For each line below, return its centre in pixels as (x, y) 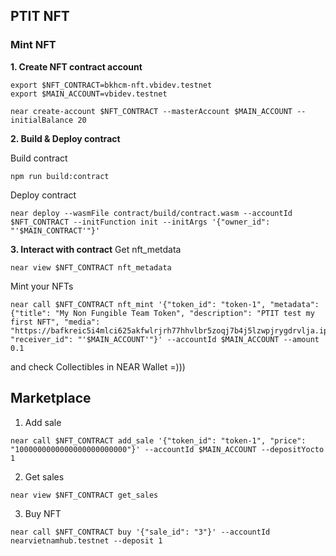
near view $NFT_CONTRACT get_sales (84, 495)
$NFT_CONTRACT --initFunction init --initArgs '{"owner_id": (140, 222)
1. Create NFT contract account (76, 66)
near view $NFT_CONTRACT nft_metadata (91, 267)
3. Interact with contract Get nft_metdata (96, 249)
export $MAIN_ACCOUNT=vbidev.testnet (89, 94)
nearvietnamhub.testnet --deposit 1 (86, 540)
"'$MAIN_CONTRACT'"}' (55, 230)
